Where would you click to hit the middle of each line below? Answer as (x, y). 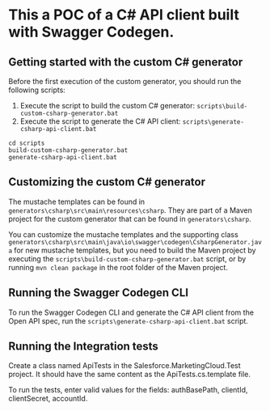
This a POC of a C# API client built (124, 15)
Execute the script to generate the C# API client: (100, 121)
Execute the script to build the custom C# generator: (108, 106)
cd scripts (27, 143)
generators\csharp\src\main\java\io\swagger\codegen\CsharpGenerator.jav (135, 242)
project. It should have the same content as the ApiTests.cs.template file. (130, 375)
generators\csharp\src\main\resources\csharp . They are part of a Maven (131, 210)
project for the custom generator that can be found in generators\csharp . (130, 218)
